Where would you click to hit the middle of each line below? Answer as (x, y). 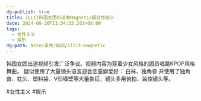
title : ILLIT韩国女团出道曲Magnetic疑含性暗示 (60, 18)
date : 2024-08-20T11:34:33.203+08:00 (54, 23)
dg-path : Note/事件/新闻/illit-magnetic (56, 46)
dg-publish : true (28, 12)
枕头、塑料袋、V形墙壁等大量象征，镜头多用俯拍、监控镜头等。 (95, 79)
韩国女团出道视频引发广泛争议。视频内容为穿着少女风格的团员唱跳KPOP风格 (101, 64)
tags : (13, 29)
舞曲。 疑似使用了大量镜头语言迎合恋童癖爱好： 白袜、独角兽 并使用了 (93, 71)
